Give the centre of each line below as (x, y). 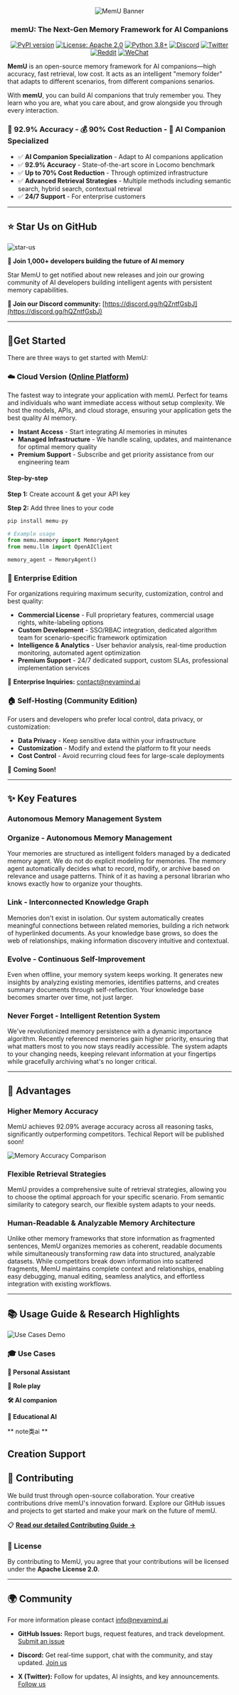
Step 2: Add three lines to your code (60, 508)
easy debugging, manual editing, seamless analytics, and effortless (106, 1276)
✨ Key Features (42, 799)
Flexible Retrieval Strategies (57, 1174)
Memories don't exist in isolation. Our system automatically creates (106, 918)
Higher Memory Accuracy (53, 1111)
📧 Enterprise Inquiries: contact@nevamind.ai (74, 682)
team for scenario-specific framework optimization (92, 637)
